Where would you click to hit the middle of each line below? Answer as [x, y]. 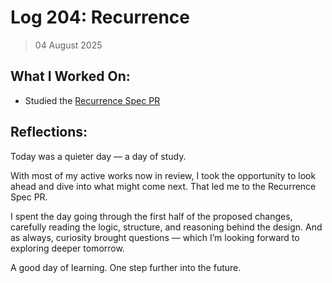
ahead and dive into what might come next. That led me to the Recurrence [163, 186]
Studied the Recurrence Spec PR [92, 100]
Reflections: [49, 132]
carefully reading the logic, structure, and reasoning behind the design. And [166, 227]
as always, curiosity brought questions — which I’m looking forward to [155, 237]
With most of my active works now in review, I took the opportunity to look [163, 175]
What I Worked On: [70, 76]
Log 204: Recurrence [100, 17]
